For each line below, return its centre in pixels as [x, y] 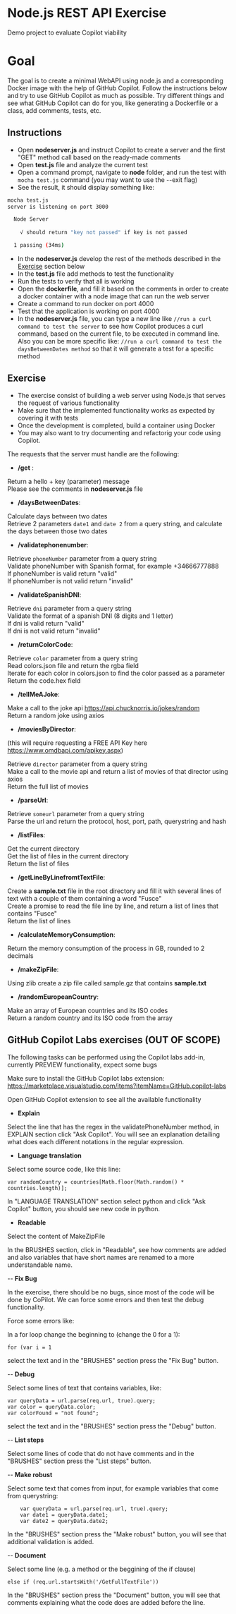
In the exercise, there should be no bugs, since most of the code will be [111, 1292]
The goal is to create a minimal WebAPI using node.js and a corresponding [116, 80]
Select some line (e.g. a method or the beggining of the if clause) [101, 1569]
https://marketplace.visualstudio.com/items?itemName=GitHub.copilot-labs [117, 1086]
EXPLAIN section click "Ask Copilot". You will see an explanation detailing [114, 1134]
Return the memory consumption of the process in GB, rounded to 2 [106, 948]
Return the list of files [38, 863]
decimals [20, 955]
